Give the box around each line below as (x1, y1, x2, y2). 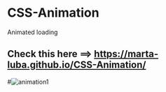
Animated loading (7, 28, 58, 36)
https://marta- (94, 48, 159, 60)
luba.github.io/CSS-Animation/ (7, 59, 146, 71)
